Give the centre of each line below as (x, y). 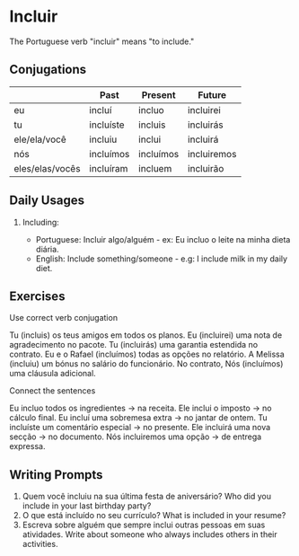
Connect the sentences (53, 391)
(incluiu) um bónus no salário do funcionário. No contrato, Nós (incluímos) (146, 364)
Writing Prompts (56, 475)
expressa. (27, 446)
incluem (155, 168)
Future (212, 94)
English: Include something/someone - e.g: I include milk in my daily (162, 259)
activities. (40, 544)
